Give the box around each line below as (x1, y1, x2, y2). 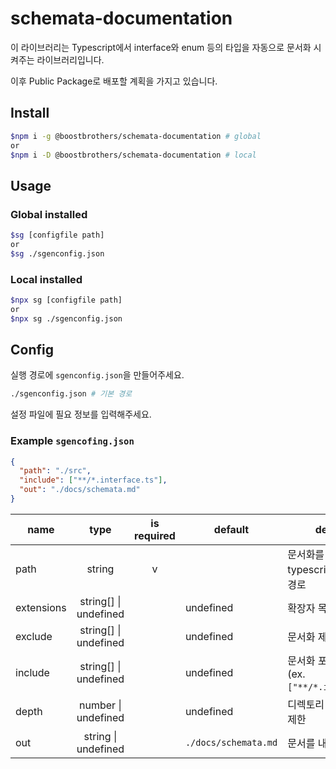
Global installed (10, 207, 88, 221)
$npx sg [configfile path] (10, 295, 123, 305)
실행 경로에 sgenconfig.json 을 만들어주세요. (10, 369, 185, 381)
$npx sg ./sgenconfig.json (10, 313, 123, 324)
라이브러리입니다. (36, 53, 105, 66)
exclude (15, 629, 53, 643)
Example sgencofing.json (10, 434, 135, 448)
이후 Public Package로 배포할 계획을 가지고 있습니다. (10, 75, 218, 87)
